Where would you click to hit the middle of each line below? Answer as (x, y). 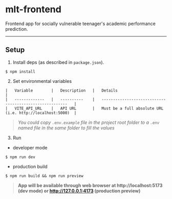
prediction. (17, 29)
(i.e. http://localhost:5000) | (41, 113)
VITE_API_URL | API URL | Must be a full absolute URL (89, 108)
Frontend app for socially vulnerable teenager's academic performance (81, 24)
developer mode (30, 147)
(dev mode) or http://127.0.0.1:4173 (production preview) (79, 191)
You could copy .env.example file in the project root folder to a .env (89, 122)
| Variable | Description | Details (61, 91)
